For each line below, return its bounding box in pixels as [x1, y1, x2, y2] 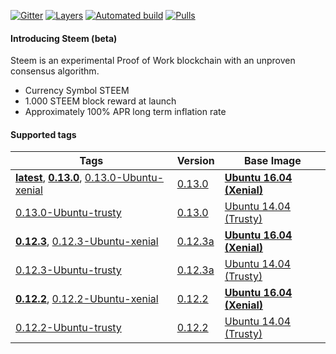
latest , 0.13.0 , [15, 171, 83, 185]
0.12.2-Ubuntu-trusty [15, 321, 122, 335]
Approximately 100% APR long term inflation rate [24, 106, 227, 118]
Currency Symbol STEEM [24, 85, 130, 97]
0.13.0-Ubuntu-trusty [15, 206, 122, 220]
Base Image [244, 154, 302, 168]
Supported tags [10, 128, 77, 140]
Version [176, 154, 215, 168]
